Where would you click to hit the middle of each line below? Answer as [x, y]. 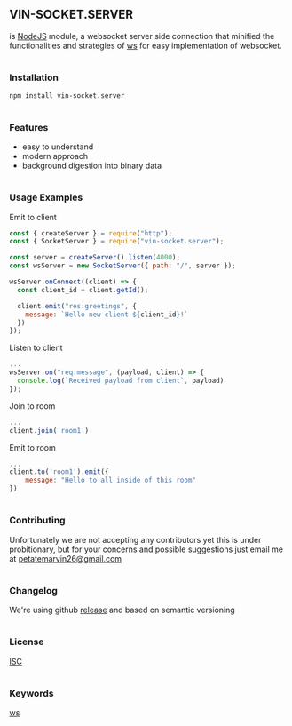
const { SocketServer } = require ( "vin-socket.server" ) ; [117, 242]
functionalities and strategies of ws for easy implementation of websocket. [146, 45]
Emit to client [33, 217]
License [27, 642]
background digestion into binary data [92, 165]
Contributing [37, 521]
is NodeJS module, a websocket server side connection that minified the [142, 36]
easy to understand [58, 147]
